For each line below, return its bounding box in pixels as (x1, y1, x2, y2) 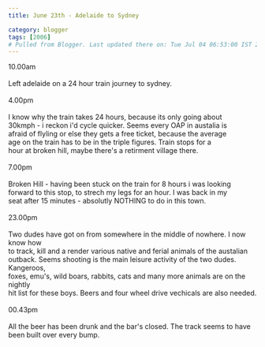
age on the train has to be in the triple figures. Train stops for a (8, 137, 211, 147)
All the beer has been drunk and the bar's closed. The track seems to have (8, 322, 251, 331)
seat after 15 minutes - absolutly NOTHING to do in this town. (8, 196, 207, 206)
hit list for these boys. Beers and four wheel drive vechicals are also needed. (8, 289, 257, 298)
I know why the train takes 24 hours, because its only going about (8, 112, 222, 122)
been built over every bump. (8, 330, 100, 340)
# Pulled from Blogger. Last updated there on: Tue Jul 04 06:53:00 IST (8, 40, 252, 48)
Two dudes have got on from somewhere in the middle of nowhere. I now (8, 229, 246, 239)
